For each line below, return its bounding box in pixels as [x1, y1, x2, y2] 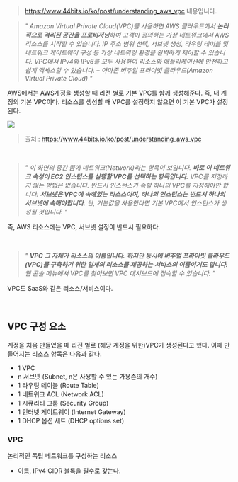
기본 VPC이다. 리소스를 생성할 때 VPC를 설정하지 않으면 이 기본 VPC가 [20, 98, 215, 105]
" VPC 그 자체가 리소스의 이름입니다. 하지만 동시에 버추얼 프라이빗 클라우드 [24, 251, 230, 260]
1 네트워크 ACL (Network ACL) [17, 389, 104, 398]
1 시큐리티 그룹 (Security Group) [17, 398, 109, 407]
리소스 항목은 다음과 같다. [31, 350, 102, 358]
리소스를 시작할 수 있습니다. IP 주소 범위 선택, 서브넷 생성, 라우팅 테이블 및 [24, 40, 229, 48]
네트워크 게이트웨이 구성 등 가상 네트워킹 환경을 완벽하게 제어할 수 [24, 49, 207, 57]
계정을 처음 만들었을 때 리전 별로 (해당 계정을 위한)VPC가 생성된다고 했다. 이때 [7, 340, 223, 349]
